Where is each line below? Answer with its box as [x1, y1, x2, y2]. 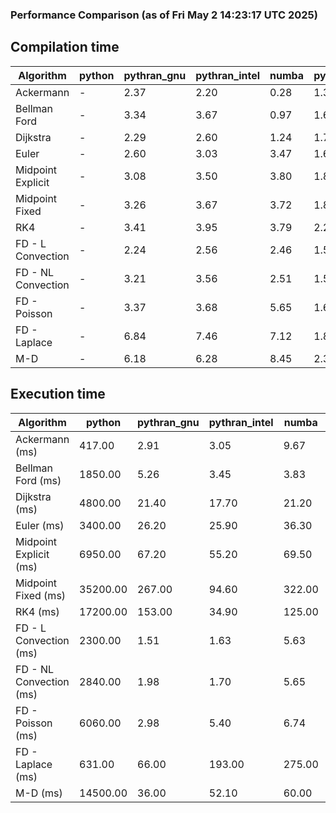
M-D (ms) [15, 786, 63, 800]
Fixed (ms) [15, 588, 67, 602]
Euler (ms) [15, 518, 65, 532]
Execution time [10, 386, 106, 403]
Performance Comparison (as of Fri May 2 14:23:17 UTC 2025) [10, 8, 318, 22]
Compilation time [10, 39, 120, 56]
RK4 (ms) [15, 604, 60, 618]
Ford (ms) [15, 473, 62, 487]
